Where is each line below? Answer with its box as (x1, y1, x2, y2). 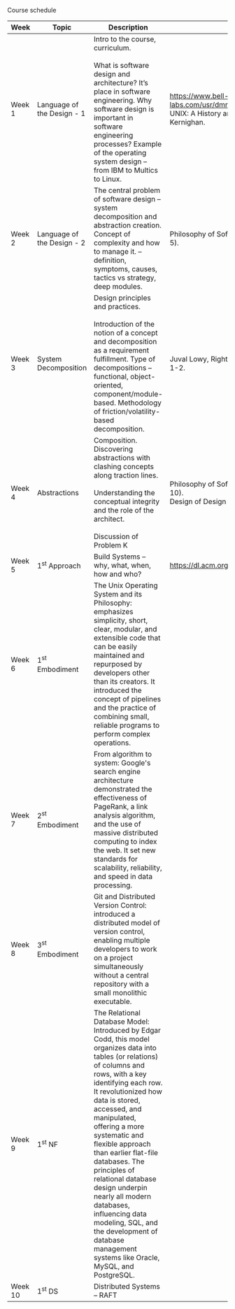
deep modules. (93, 282, 143, 291)
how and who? (93, 569, 142, 579)
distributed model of (93, 918, 161, 927)
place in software (93, 87, 150, 96)
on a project (93, 953, 134, 962)
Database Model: (93, 1017, 150, 1027)
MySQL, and (93, 1261, 134, 1271)
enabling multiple (93, 936, 150, 945)
